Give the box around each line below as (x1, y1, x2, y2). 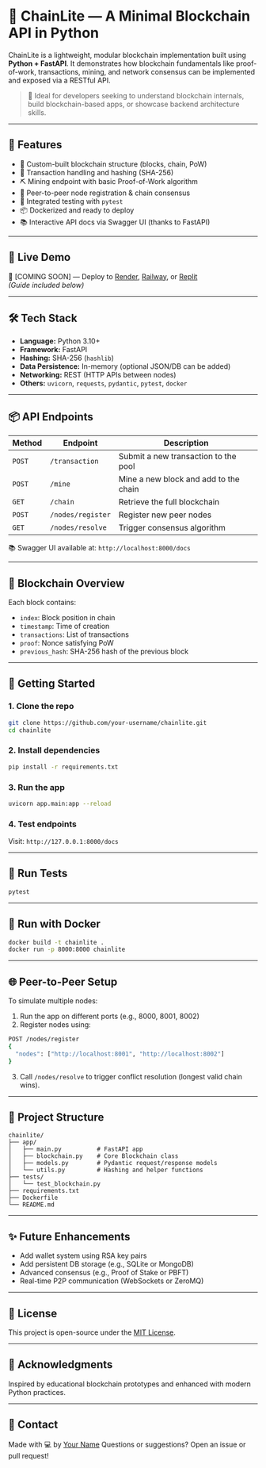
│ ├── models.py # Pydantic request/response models (8, 1159, 218, 1167)
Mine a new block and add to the (118, 473, 240, 485)
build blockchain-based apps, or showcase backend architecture (27, 99, 240, 109)
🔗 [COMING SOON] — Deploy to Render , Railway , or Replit (8, 271, 198, 281)
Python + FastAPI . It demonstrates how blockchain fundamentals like (8, 59, 235, 68)
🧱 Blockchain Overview (8, 577, 125, 590)
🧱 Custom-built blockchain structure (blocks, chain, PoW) (19, 159, 207, 169)
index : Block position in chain (19, 613, 116, 622)
